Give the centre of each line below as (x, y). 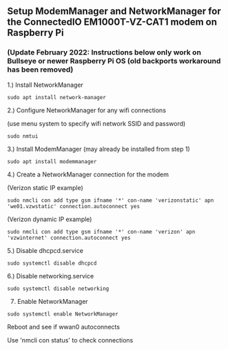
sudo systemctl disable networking (58, 289)
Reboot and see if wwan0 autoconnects (64, 327)
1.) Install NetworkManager (45, 85)
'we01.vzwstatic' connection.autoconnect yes (73, 206)
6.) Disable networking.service (51, 276)
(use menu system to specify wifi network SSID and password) (96, 123)
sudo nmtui (23, 136)
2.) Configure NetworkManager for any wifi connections (87, 110)
